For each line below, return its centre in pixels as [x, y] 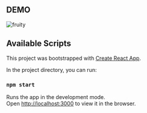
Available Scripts [39, 44]
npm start [20, 85]
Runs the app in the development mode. [56, 97]
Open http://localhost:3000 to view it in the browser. [71, 103]
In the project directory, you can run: [52, 69]
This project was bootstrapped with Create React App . [74, 58]
